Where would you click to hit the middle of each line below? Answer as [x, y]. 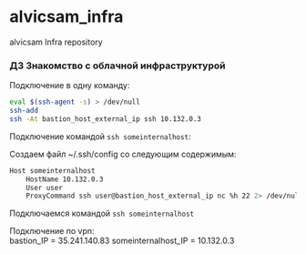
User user [45, 188]
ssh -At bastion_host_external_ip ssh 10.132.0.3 [106, 119]
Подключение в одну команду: [70, 86]
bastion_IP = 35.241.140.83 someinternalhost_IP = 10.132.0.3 [122, 241]
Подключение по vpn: [52, 231]
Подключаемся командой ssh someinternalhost [102, 213]
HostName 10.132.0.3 [65, 179]
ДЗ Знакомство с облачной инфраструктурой [117, 66]
